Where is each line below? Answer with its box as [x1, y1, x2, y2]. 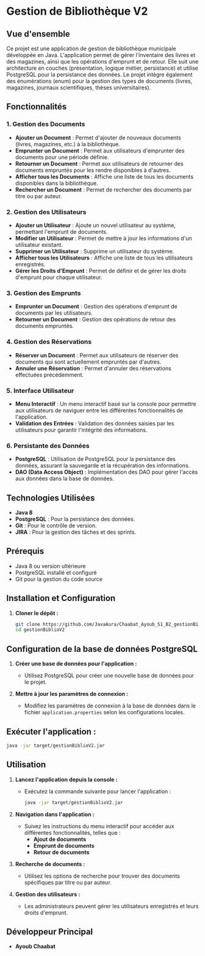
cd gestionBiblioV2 [15, 627, 65, 633]
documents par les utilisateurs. [15, 309, 93, 316]
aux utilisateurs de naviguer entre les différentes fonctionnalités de [15, 406, 183, 414]
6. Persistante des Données [6, 441, 90, 450]
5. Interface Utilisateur [6, 386, 74, 395]
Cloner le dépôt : [15, 609, 59, 616]
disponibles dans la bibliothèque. [15, 179, 99, 187]
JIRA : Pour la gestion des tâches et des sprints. [15, 528, 137, 536]
